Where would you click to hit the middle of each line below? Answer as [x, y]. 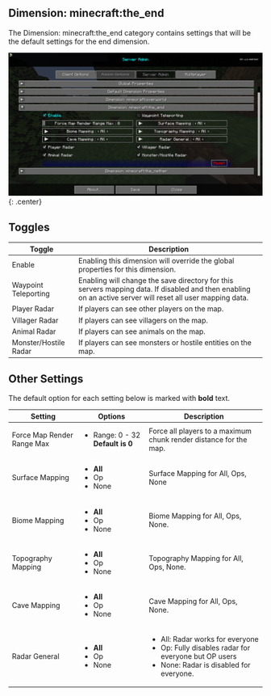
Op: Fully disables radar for [206, 648]
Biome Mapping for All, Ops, [195, 516]
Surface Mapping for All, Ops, [198, 473]
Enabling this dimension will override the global [156, 260]
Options [112, 416]
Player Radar [33, 309]
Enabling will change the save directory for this [156, 281]
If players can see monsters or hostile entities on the [165, 343]
